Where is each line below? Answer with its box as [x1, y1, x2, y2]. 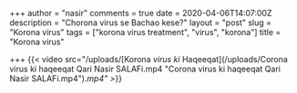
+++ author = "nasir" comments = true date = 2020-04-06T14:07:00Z [9, 8, 272, 18]
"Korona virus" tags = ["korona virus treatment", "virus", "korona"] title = [9, 27, 282, 37]
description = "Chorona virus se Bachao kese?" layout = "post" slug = [9, 17, 271, 28]
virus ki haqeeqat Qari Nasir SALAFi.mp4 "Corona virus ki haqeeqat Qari [9, 63, 281, 74]
